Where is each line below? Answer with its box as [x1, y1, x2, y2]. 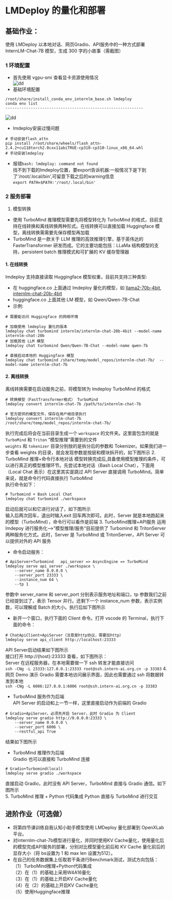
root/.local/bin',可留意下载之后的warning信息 [20, 173, 114, 180]
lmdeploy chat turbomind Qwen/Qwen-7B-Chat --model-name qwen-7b [5, 343, 148, 348]
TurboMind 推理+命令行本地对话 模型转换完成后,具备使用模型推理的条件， [5, 456, 161, 462]
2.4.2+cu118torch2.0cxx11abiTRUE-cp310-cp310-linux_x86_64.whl [5, 145, 144, 151]
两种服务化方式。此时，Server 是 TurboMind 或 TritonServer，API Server [5, 532, 159, 537]
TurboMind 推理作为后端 [12, 749, 65, 756]
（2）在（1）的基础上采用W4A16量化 [12, 869, 91, 875]
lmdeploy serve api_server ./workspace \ [5, 564, 95, 569]
